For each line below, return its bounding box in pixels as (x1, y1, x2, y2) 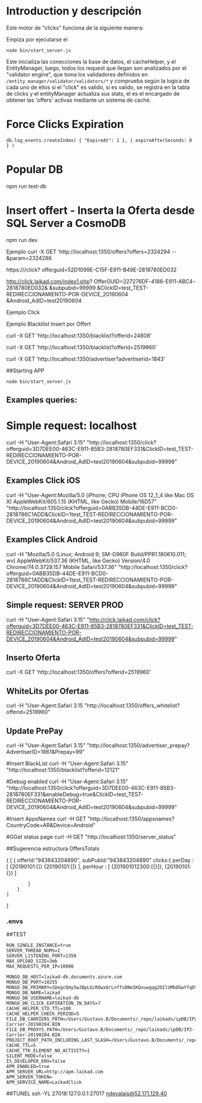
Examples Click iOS (6, 476, 81, 486)
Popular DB (6, 163, 63, 176)
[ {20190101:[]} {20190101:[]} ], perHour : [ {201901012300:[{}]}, (6, 863, 164, 870)
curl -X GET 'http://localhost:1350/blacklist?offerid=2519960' (6, 343, 158, 350)
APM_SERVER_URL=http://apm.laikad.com (6, 1069, 103, 1075)
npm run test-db (6, 182, 47, 190)
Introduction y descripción (6, 4, 142, 18)
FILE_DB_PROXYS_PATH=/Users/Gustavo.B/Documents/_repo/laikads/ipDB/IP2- (6, 1027, 195, 1033)
